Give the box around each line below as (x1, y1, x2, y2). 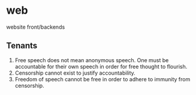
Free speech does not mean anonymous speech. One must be (14, 56, 169, 63)
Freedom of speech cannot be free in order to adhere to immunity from (14, 75, 191, 82)
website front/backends (6, 23, 65, 30)
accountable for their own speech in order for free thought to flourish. (14, 63, 188, 70)
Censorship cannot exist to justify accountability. (14, 69, 136, 76)
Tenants (6, 41, 38, 51)
